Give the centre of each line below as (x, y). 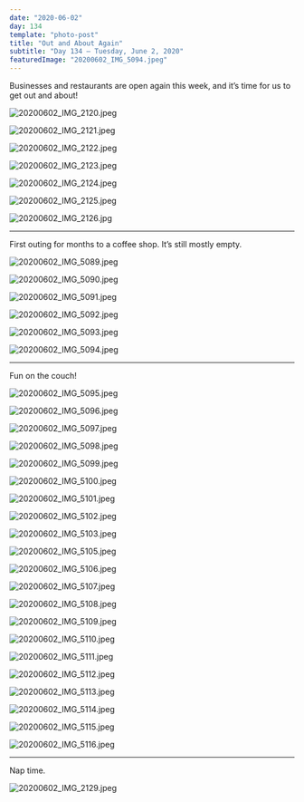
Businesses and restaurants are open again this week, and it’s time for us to (150, 86)
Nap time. (28, 770)
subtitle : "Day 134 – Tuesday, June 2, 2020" (96, 52)
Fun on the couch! (43, 376)
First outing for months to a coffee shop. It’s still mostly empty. (126, 244)
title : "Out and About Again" (66, 43)
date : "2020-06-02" (46, 18)
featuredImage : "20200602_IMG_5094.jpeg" (89, 60)
